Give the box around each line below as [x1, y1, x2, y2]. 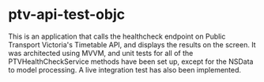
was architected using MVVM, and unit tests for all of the [8, 48, 194, 58]
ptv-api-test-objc [8, 6, 126, 24]
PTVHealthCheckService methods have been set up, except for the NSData [8, 57, 254, 66]
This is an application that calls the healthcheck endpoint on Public [8, 32, 226, 41]
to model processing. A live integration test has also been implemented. [8, 65, 242, 74]
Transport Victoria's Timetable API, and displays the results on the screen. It [8, 39, 256, 49]
